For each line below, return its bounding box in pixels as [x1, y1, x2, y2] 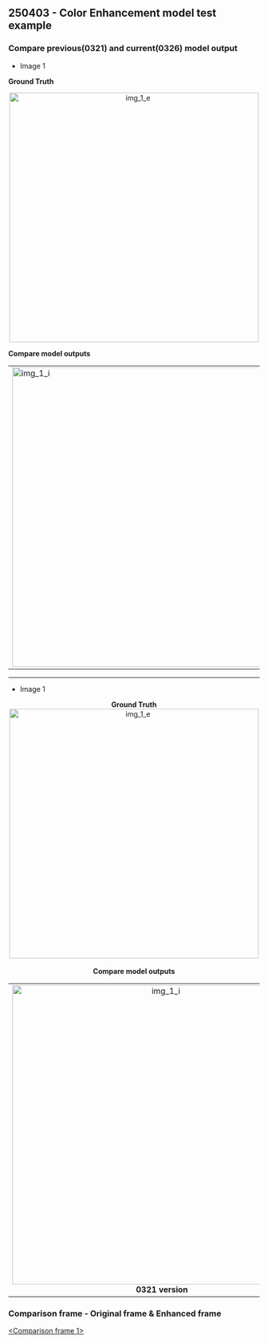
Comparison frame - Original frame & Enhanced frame [8, 1308, 222, 1319]
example [8, 19, 53, 33]
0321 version [135, 1284, 189, 1295]
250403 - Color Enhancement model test [8, 6, 217, 20]
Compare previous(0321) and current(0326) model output [8, 43, 238, 54]
